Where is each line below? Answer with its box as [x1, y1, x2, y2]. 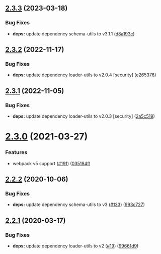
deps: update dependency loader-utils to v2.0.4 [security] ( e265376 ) [12, 72, 156, 78]
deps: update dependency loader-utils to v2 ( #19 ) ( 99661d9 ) [12, 242, 139, 249]
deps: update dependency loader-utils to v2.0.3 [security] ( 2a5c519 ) [12, 113, 155, 119]
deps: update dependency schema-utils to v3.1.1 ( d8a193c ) [12, 30, 135, 37]
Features [5, 149, 28, 156]
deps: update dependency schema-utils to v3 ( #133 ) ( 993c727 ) [12, 201, 145, 208]
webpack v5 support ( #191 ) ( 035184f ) [12, 160, 91, 166]
